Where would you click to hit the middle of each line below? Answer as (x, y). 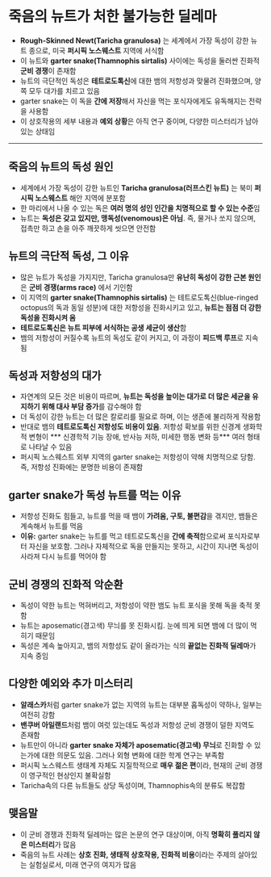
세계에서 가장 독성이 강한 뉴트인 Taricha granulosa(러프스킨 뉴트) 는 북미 (136, 187)
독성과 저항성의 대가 (55, 375)
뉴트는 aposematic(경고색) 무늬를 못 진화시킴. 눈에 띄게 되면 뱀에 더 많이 (134, 625)
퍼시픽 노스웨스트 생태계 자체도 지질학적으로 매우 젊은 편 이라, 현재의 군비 (134, 765)
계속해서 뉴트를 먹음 (51, 527)
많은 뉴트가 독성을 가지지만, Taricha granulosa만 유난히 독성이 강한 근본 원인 (140, 277)
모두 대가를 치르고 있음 (65, 90)
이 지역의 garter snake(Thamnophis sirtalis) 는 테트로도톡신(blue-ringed (139, 297)
